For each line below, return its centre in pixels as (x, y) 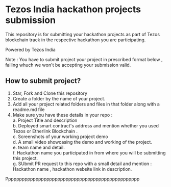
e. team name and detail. (39, 147)
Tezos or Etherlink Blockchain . (45, 131)
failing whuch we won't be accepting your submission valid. (68, 65)
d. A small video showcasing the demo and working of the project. (82, 142)
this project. (25, 158)
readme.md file (29, 109)
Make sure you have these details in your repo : (63, 115)
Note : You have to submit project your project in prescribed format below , (84, 59)
